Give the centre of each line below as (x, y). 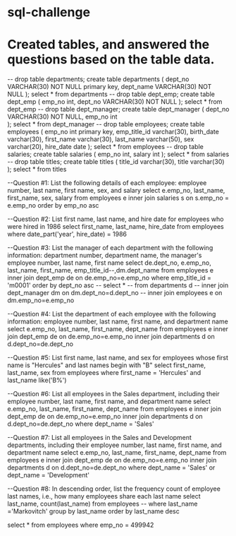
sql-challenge (49, 12)
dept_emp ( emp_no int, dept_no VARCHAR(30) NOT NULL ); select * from (115, 102)
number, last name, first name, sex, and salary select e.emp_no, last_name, (116, 191)
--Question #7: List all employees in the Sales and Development (100, 438)
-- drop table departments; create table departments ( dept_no (98, 79)
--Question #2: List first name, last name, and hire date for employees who (116, 219)
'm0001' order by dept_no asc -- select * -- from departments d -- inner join (118, 285)
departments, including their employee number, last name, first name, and (114, 445)
